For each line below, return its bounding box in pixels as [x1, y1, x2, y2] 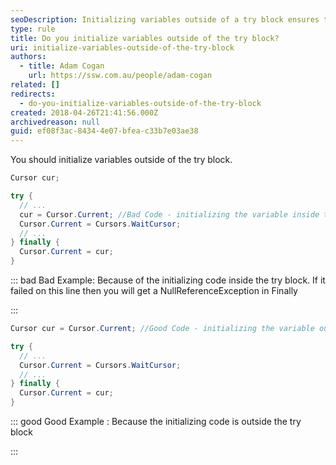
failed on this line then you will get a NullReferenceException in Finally [10, 285, 298, 296]
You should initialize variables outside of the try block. [10, 154, 233, 166]
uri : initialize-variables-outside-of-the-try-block [10, 42, 235, 53]
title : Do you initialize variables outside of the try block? [10, 33, 280, 43]
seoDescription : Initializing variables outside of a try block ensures [10, 14, 320, 25]
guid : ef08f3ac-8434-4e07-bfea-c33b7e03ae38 [10, 126, 199, 136]
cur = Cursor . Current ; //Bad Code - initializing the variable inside [19, 209, 320, 220]
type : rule [10, 24, 56, 34]
